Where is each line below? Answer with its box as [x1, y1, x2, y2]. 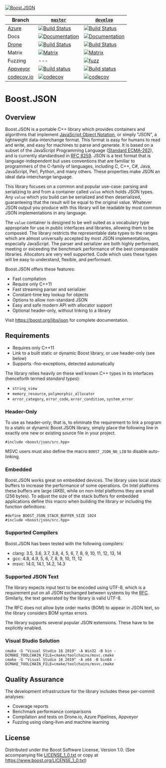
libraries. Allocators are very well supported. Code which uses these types [5, 251, 158, 257]
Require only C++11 [12, 281, 52, 287]
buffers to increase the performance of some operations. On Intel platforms [5, 482, 159, 488]
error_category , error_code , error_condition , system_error [12, 395, 133, 401]
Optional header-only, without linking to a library [12, 307, 111, 313]
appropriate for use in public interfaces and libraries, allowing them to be [5, 225, 154, 231]
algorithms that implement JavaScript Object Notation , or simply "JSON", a [5, 132, 157, 137]
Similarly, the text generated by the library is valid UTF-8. [5, 595, 122, 601]
